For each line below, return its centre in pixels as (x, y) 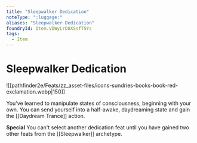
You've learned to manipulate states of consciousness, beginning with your (98, 103)
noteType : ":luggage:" (34, 17)
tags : (13, 34)
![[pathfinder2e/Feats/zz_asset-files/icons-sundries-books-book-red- (92, 85)
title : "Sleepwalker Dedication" (48, 12)
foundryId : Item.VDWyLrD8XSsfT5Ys (49, 28)
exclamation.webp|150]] (36, 91)
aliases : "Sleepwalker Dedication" (50, 23)
